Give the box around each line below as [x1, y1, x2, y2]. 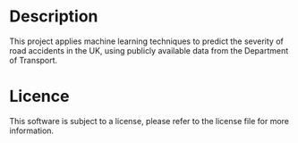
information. [9, 125, 55, 136]
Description [9, 6, 98, 27]
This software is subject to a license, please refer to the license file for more [9, 115, 289, 126]
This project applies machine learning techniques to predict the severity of [9, 36, 284, 46]
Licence [9, 87, 70, 106]
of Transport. [9, 55, 58, 65]
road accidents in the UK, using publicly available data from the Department [9, 45, 289, 55]
